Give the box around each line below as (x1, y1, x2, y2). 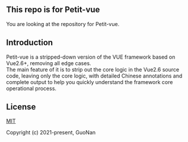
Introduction (6, 38, 53, 48)
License (6, 102, 36, 112)
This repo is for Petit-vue (6, 5, 100, 15)
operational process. (6, 85, 57, 92)
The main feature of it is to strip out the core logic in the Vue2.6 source (6, 66, 180, 73)
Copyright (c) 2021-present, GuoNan (6, 129, 96, 136)
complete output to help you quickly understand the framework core (6, 78, 173, 85)
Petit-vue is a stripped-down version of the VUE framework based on (6, 53, 176, 60)
